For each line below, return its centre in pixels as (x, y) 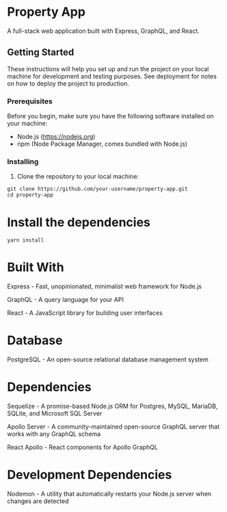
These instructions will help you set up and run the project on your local (108, 68)
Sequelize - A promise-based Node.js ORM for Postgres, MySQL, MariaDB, (112, 406)
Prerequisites (30, 101)
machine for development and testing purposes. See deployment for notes (112, 76)
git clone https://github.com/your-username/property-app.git (97, 189)
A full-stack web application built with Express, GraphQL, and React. (103, 31)
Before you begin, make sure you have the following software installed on (110, 116)
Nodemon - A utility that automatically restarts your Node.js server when (109, 494)
